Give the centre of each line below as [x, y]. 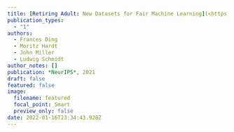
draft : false [26, 79]
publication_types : [36, 20]
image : [17, 91]
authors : [20, 33]
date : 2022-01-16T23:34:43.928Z [54, 117]
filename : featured [42, 98]
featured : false [31, 85]
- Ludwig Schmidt [39, 59]
